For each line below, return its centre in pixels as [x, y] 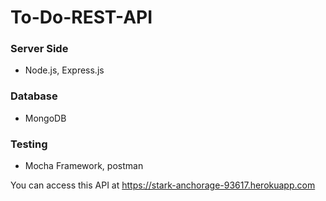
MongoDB [45, 118]
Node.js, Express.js [64, 70]
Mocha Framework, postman [84, 166]
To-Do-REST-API [81, 17]
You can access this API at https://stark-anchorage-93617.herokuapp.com [163, 185]
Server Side [39, 49]
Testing [29, 144]
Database [34, 96]
